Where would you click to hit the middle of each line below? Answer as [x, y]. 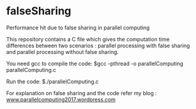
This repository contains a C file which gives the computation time [88, 39]
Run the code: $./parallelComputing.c [52, 81]
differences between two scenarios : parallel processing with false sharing [98, 46]
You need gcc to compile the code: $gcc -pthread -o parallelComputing [95, 63]
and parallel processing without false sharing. [62, 52]
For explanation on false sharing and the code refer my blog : [82, 93]
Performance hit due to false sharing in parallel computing [78, 28]
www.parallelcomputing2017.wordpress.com [61, 99]
